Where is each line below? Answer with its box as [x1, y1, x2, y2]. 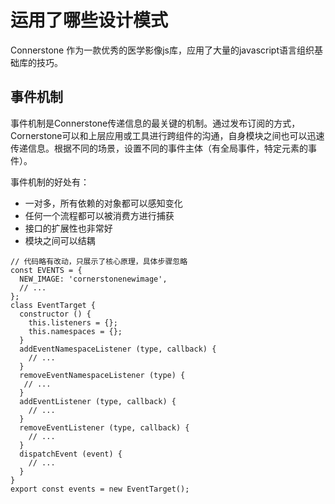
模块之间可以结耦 [24, 234, 96, 246]
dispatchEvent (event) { [19, 449, 123, 459]
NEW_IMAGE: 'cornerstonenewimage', [19, 274, 168, 284]
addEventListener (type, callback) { [19, 396, 177, 406]
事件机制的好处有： [10, 176, 90, 188]
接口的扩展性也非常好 [24, 222, 113, 234]
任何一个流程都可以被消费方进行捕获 [24, 209, 175, 221]
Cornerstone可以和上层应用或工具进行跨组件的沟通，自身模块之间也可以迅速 [10, 129, 325, 141]
